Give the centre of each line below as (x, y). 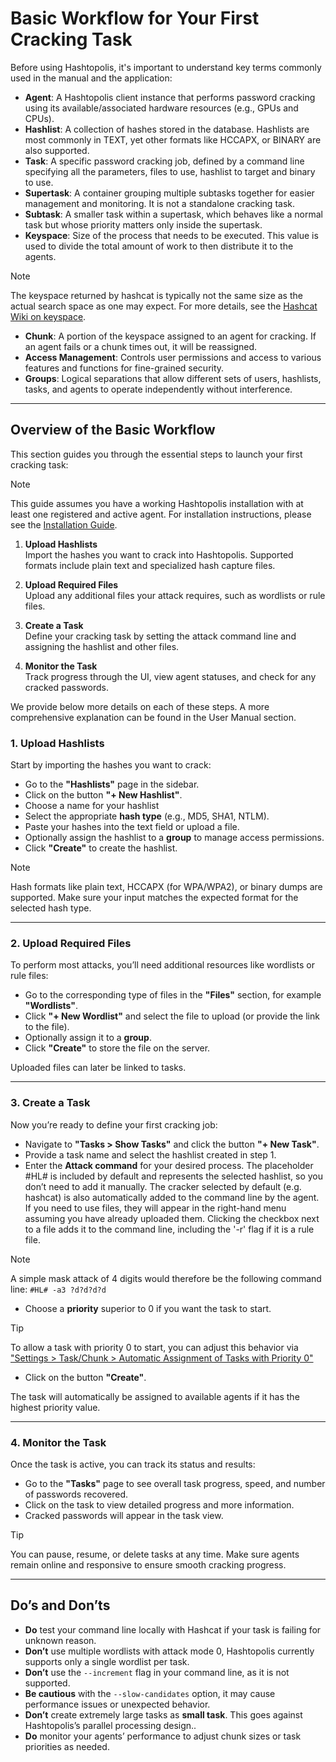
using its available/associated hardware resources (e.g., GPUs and (161, 108)
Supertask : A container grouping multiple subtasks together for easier (169, 193)
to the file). (47, 1027)
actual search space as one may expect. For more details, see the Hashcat (164, 306)
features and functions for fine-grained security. (124, 368)
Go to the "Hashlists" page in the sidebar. (112, 784)
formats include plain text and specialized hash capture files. (150, 565)
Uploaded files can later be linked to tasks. (98, 1068)
